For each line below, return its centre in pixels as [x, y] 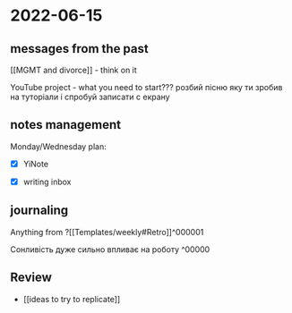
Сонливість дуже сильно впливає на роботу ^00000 [110, 249]
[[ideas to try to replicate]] [72, 299]
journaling [39, 211]
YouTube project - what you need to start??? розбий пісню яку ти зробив [146, 87]
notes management [66, 125]
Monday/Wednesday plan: [58, 146]
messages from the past [79, 49]
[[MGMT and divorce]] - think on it [73, 70]
